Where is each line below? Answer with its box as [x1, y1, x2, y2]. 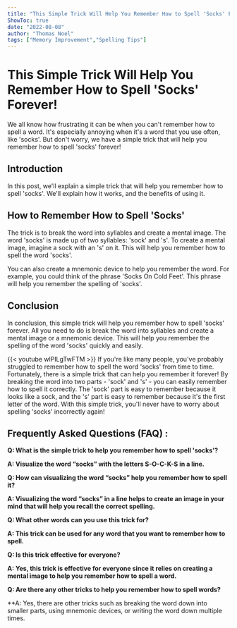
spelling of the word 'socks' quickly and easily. [7, 341, 143, 350]
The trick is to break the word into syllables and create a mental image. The [7, 228, 226, 237]
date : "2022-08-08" [7, 23, 65, 30]
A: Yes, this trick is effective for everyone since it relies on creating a [7, 565, 213, 573]
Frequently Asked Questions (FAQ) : [7, 427, 169, 439]
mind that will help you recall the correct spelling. [7, 502, 155, 511]
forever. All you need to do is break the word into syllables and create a [7, 326, 214, 335]
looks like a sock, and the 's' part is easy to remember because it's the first [7, 392, 226, 400]
